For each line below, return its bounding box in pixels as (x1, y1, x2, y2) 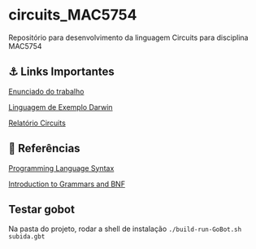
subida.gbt (8, 233, 46, 241)
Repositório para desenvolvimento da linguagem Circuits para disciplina (8, 33, 249, 42)
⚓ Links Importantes (8, 65, 115, 79)
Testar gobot (8, 202, 76, 216)
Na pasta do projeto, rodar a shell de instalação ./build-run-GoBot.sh (8, 224, 242, 234)
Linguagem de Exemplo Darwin (8, 102, 113, 111)
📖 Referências (8, 142, 80, 155)
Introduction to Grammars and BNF (8, 179, 126, 189)
